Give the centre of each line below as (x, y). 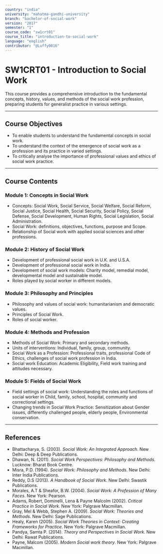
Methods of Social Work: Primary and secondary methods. (71, 342)
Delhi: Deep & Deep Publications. (45, 454)
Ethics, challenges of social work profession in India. (65, 358)
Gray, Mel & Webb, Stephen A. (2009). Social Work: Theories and (77, 511)
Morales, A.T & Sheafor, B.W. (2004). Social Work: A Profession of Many (84, 491)
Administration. (27, 222)
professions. (24, 237)
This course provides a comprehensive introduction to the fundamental (76, 93)
